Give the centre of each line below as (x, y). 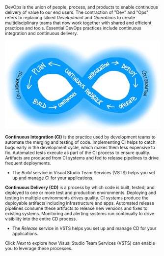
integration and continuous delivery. (41, 33)
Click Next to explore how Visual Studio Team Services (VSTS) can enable (80, 243)
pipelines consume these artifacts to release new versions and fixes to (76, 208)
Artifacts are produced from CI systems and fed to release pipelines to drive (82, 158)
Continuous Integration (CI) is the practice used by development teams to (80, 137)
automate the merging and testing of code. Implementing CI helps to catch (80, 142)
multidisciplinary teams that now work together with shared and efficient (78, 23)
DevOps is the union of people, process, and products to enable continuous (82, 7)
